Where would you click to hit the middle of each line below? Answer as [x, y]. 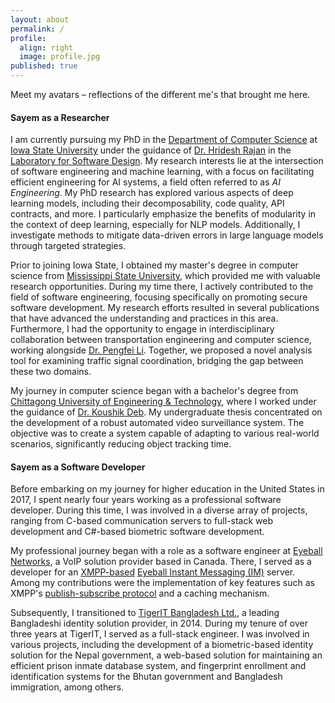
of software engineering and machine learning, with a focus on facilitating [162, 172]
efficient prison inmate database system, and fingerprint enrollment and [158, 666]
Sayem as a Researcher [60, 117]
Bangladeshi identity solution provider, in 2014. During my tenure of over [159, 623]
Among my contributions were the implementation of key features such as [162, 583]
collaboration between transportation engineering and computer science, [161, 340]
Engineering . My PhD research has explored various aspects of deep [152, 193]
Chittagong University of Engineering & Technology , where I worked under [163, 402]
